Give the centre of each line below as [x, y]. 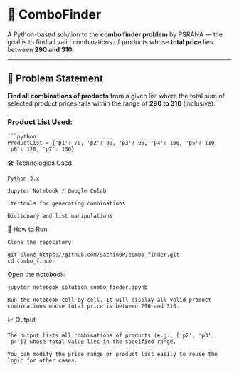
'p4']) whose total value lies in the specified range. [92, 342]
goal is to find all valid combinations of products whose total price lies [110, 41]
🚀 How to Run [27, 229]
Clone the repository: [41, 243]
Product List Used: [40, 122]
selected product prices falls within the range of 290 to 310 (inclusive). [111, 103]
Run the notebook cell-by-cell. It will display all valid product [110, 300]
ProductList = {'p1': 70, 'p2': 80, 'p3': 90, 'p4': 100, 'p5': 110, [113, 143]
